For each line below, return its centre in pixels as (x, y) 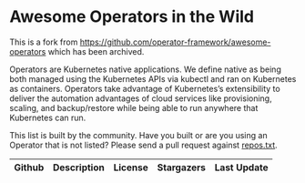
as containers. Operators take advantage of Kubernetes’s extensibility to (145, 88)
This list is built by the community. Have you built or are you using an (138, 135)
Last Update (241, 168)
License (131, 168)
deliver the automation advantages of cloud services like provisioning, (141, 98)
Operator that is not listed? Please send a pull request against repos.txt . (143, 145)
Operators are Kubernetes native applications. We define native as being (146, 69)
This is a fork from (44, 42)
